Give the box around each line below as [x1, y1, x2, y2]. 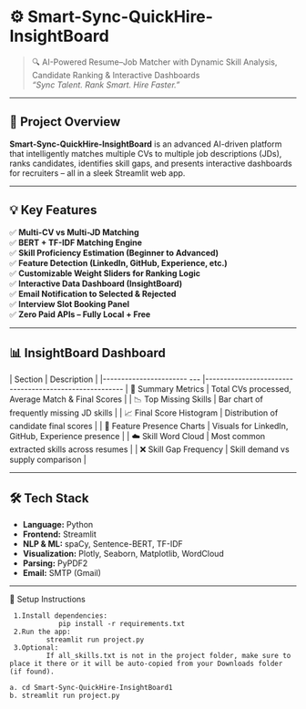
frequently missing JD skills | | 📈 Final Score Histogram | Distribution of [9, 407, 279, 418]
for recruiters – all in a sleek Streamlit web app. [9, 167, 186, 179]
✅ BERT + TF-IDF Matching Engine [9, 237, 143, 248]
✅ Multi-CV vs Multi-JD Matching [9, 226, 139, 238]
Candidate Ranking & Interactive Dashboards [31, 69, 200, 80]
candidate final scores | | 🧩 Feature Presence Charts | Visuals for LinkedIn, [9, 421, 289, 432]
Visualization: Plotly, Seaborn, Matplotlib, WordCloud [22, 549, 225, 560]
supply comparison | [9, 454, 87, 466]
